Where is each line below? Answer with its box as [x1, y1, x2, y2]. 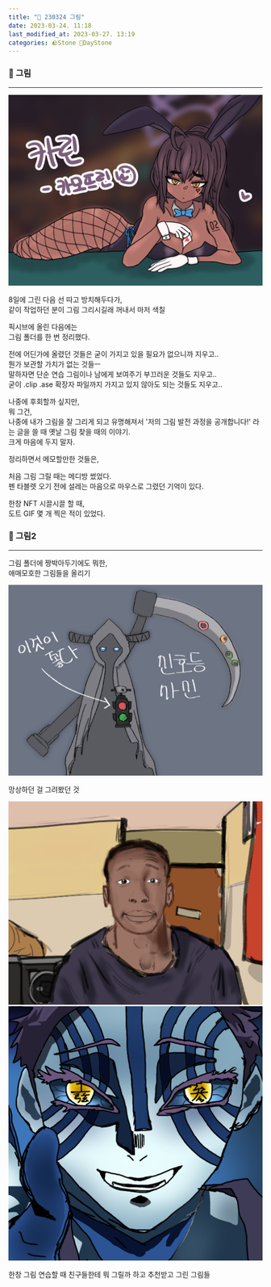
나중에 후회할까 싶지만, [8, 396, 80, 406]
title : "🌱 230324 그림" [8, 13, 85, 21]
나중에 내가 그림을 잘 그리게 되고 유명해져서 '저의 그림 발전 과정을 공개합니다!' [8, 417, 252, 426]
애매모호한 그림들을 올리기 [8, 568, 91, 577]
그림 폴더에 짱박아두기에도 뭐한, [8, 558, 108, 568]
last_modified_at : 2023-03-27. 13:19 [8, 30, 135, 38]
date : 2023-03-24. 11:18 [8, 21, 92, 30]
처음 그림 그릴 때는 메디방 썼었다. [8, 471, 112, 480]
